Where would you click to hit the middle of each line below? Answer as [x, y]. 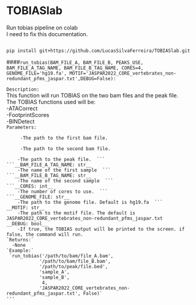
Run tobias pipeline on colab [42, 28]
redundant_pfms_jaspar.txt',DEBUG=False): [61, 78]
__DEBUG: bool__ [27, 224]
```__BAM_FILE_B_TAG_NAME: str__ [49, 175]
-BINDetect [21, 121]
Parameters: [21, 127]
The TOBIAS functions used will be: [51, 102]
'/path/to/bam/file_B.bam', [75, 261]
